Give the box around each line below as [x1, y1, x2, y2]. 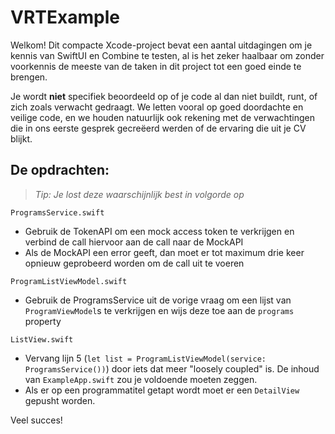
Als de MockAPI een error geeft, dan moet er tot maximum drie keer [24, 246, 305, 258]
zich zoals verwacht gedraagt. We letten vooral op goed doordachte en [10, 101, 304, 113]
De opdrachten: [10, 162, 110, 179]
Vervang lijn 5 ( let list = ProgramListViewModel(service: [24, 352, 267, 364]
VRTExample [10, 6, 120, 29]
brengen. [10, 71, 48, 83]
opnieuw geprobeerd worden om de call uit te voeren [24, 257, 245, 269]
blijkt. [10, 132, 33, 145]
